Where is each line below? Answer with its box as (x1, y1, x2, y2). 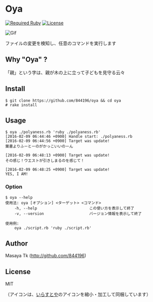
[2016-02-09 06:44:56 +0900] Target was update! (5, 138, 110, 144)
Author (5, 239, 28, 248)
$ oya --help (5, 195, 33, 200)
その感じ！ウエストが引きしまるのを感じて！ (5, 158, 85, 163)
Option (5, 184, 23, 191)
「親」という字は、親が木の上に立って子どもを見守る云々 (5, 69, 125, 75)
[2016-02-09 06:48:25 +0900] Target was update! (5, 167, 110, 172)
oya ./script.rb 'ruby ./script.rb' (14, 225, 92, 230)
